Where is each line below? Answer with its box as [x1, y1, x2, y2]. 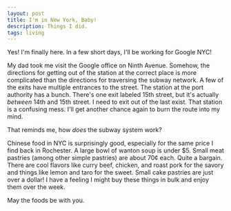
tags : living [7, 29, 45, 36]
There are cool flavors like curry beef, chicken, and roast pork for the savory [7, 161, 224, 169]
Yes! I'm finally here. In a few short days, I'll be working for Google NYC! [7, 48, 212, 56]
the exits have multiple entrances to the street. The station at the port [7, 83, 204, 91]
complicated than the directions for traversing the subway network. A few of [7, 76, 224, 85]
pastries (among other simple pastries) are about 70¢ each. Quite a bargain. [7, 154, 223, 162]
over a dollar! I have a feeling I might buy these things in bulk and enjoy [7, 176, 209, 184]
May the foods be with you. [7, 197, 85, 205]
